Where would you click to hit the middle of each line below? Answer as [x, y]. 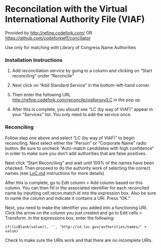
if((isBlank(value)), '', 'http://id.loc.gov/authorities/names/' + [76, 227]
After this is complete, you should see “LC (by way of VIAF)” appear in [82, 109]
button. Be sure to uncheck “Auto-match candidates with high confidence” [80, 148]
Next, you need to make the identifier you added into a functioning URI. [76, 208]
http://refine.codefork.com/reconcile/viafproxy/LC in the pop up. [77, 100]
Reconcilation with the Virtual [66, 9]
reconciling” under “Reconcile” [43, 76]
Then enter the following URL [41, 95]
